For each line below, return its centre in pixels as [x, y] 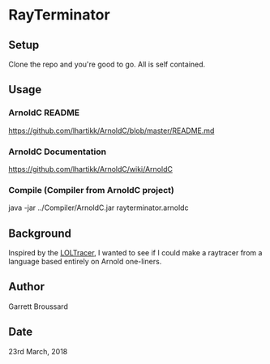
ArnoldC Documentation [58, 152]
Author [26, 287]
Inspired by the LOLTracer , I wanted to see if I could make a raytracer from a [135, 253]
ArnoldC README [44, 113]
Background [40, 233]
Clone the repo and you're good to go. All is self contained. [107, 64]
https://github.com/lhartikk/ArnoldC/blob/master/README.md [111, 131]
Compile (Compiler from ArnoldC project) [91, 190]
